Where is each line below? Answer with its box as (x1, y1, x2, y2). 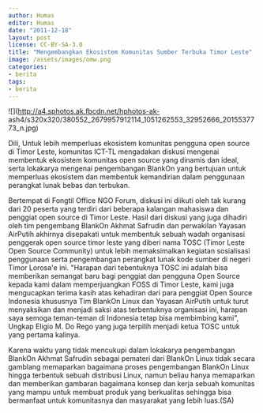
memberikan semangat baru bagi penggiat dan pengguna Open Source (8, 272, 241, 281)
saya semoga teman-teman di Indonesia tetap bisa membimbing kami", (8, 314, 239, 323)
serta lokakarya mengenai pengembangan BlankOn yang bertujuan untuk (8, 163, 246, 174)
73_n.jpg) (8, 123, 39, 133)
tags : (8, 77, 26, 85)
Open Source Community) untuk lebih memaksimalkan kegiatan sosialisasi (8, 246, 250, 256)
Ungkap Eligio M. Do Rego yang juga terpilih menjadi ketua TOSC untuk (8, 321, 240, 332)
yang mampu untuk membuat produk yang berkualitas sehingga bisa (8, 388, 231, 397)
